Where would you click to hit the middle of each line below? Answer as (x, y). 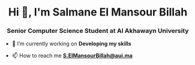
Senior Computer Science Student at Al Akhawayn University (98, 31)
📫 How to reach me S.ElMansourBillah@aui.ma (72, 55)
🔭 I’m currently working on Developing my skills (71, 44)
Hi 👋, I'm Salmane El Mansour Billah (98, 12)
